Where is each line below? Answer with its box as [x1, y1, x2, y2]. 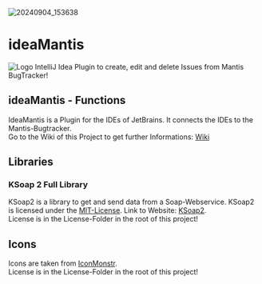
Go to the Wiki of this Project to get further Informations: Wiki [8, 132, 210, 142]
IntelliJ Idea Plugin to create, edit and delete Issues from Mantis [34, 62, 244, 71]
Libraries [8, 155, 54, 169]
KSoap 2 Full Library [8, 179, 89, 190]
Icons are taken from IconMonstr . [8, 258, 117, 268]
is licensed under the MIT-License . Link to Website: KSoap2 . [8, 206, 207, 215]
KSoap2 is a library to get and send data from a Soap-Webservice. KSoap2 [8, 197, 255, 207]
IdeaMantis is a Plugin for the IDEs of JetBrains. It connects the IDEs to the [8, 114, 254, 124]
